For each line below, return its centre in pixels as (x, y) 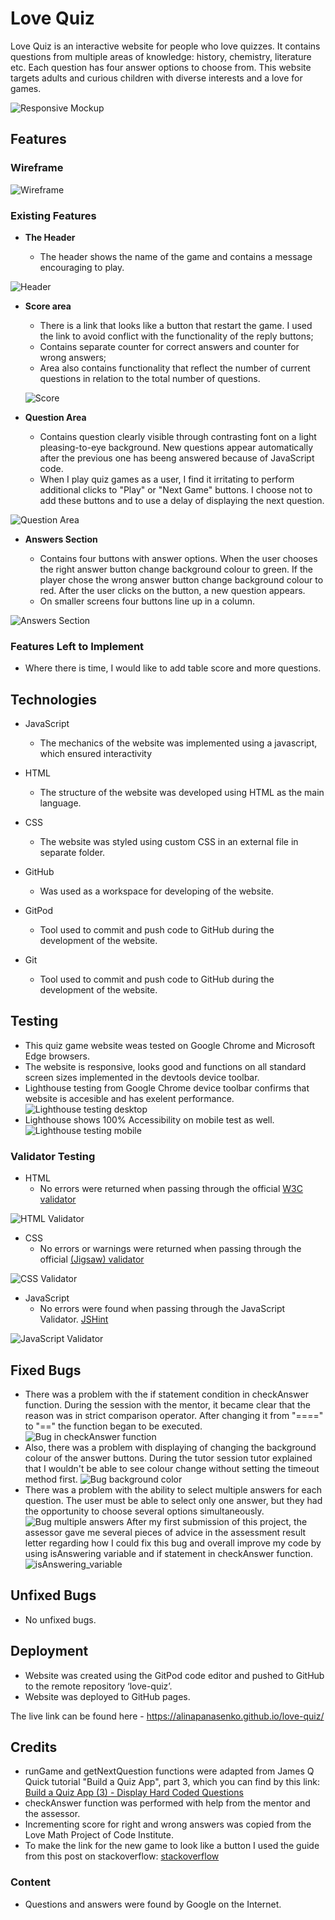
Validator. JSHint (74, 1319)
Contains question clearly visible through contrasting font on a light (178, 436)
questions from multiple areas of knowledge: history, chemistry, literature (161, 56)
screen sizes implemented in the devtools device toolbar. (142, 1077)
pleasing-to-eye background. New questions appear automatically (176, 447)
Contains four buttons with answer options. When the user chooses (178, 558)
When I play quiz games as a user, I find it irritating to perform (167, 479)
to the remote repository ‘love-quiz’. (98, 1686)
